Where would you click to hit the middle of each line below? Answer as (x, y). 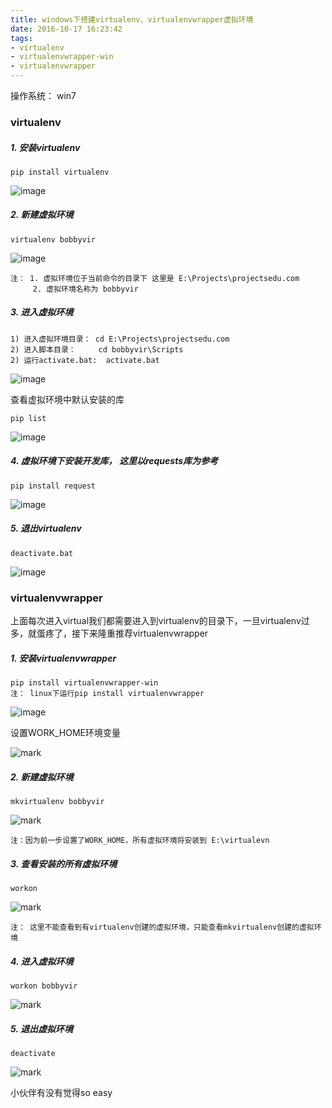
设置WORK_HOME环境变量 (65, 733)
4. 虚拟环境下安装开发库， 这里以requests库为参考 (114, 461)
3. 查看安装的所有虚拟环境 (64, 863)
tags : (21, 38)
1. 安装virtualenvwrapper (63, 658)
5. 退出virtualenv (46, 528)
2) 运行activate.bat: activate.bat (85, 360)
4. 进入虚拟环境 (42, 961)
